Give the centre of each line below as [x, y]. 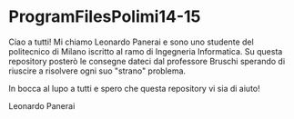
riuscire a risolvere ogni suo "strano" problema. [97, 71]
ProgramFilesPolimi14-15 [105, 17]
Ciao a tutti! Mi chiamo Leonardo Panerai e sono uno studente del [131, 42]
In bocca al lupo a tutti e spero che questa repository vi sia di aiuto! [134, 88]
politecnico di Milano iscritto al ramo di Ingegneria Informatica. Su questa [146, 51]
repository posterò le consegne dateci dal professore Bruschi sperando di [147, 61]
